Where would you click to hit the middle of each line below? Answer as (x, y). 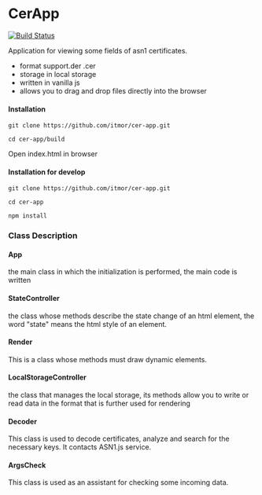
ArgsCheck (27, 465)
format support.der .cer (57, 66)
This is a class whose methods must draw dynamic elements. (107, 359)
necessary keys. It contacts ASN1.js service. (80, 447)
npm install (28, 216)
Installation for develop (47, 172)
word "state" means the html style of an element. (88, 324)
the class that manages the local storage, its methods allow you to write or (129, 395)
